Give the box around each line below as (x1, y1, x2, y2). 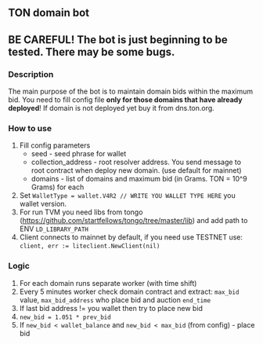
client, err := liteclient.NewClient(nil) (19, 243, 160, 251)
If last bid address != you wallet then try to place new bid (19, 303, 204, 313)
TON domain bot (8, 6, 90, 20)
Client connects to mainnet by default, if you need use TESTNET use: (19, 232, 243, 242)
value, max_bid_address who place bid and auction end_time (19, 295, 211, 305)
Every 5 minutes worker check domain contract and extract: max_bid (19, 287, 240, 296)
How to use (8, 123, 52, 134)
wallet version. (19, 199, 67, 209)
